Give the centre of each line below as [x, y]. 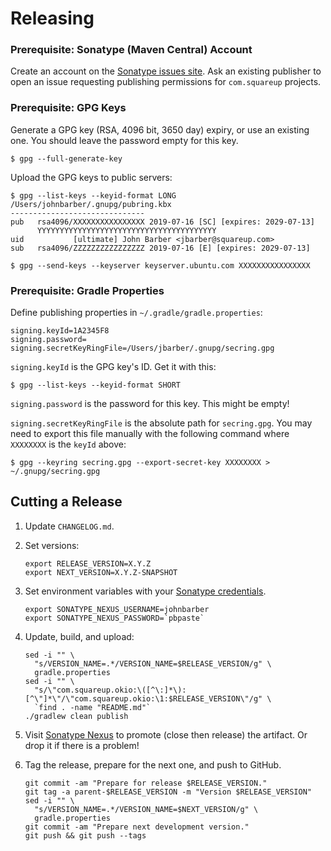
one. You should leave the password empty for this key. [124, 140]
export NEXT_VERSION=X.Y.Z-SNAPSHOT [101, 572]
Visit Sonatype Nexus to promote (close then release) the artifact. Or [166, 734]
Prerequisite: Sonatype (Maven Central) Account [131, 50]
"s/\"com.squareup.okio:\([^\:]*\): [110, 690]
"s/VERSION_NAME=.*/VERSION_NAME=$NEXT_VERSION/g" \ [146, 809]
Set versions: [52, 545]
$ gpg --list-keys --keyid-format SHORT [96, 385]
